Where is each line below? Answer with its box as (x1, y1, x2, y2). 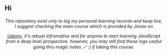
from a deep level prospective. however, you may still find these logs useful (6, 38, 162, 44)
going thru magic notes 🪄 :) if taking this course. (33, 43, 135, 49)
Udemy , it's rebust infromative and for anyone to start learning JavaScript (7, 32, 161, 39)
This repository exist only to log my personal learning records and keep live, (5, 17, 162, 24)
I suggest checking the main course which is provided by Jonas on (14, 23, 153, 29)
